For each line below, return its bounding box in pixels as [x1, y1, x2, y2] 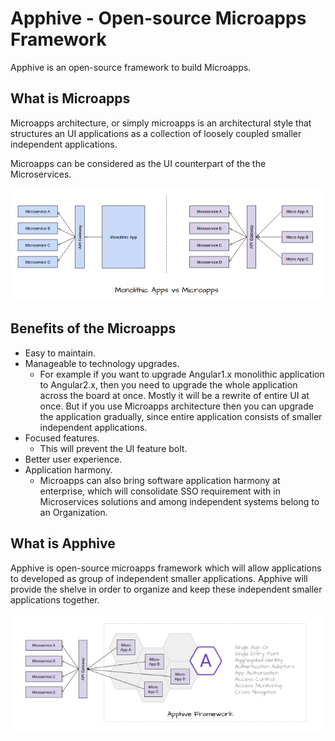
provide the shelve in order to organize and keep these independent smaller [10, 583, 323, 595]
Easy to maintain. [24, 347, 97, 359]
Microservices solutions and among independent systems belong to [39, 495, 320, 507]
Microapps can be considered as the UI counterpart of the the [10, 157, 267, 169]
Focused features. [24, 432, 100, 444]
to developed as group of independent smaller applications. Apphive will [10, 572, 308, 584]
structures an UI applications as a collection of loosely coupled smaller [10, 127, 302, 139]
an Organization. [39, 506, 108, 518]
